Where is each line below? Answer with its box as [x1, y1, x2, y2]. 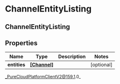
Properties [5, 39, 38, 47]
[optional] [90, 61, 113, 68]
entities [7, 61, 26, 68]
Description [58, 53, 86, 60]
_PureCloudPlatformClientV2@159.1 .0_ [5, 74, 81, 80]
